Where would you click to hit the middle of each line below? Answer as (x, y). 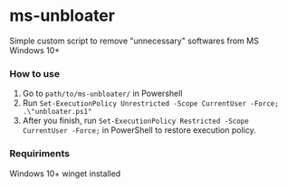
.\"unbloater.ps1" (57, 112)
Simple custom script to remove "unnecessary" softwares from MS (134, 41)
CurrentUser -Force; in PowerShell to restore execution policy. (139, 130)
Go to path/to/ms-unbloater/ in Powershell (102, 94)
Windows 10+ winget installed (65, 174)
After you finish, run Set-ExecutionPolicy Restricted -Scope (135, 121)
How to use (35, 73)
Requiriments (40, 154)
